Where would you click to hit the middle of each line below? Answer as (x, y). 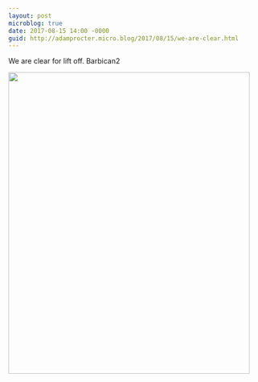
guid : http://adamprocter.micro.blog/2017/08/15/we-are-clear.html (124, 38)
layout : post (30, 16)
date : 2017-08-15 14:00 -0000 (59, 31)
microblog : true (35, 23)
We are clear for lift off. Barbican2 (64, 61)
